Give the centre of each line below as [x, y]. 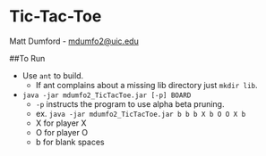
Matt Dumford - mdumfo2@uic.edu [74, 41]
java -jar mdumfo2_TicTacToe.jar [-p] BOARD [107, 95]
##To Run [27, 58]
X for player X [61, 123]
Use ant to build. [53, 75]
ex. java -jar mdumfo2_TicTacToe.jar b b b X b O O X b [141, 113]
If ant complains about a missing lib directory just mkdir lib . [146, 85]
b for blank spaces [70, 142]
